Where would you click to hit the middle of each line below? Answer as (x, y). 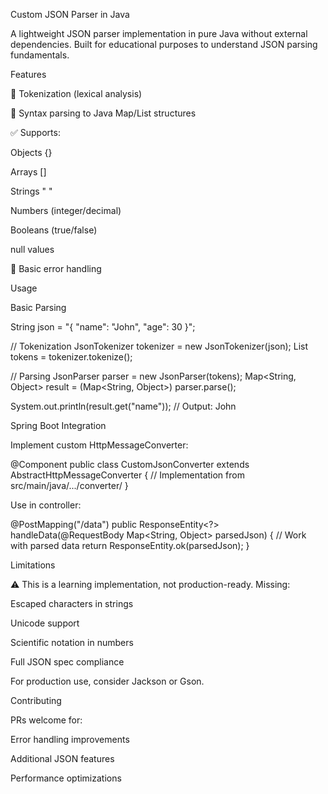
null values (32, 249)
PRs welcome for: (46, 720)
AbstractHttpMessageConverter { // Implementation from (127, 475)
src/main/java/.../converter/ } (69, 485)
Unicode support (45, 623)
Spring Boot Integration (58, 425)
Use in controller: (46, 505)
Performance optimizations (66, 778)
